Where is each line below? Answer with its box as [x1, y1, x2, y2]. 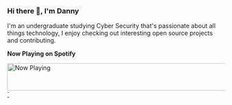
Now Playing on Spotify [7, 49, 76, 58]
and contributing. [7, 36, 57, 45]
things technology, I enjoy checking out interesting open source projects [7, 29, 213, 37]
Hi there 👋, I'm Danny [7, 6, 79, 16]
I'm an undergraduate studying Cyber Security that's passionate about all [7, 22, 216, 30]
